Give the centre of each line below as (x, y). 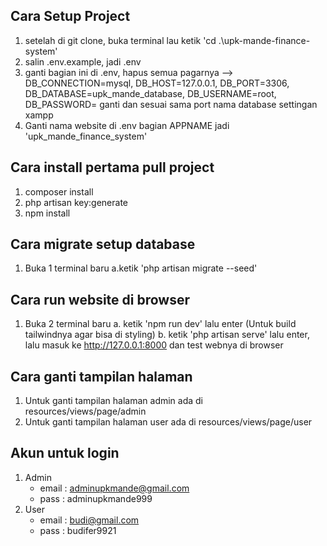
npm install (47, 213)
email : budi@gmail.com (89, 520)
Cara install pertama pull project (112, 167)
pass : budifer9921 (78, 530)
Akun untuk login (65, 453)
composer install (59, 191)
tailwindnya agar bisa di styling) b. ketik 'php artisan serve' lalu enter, (167, 335)
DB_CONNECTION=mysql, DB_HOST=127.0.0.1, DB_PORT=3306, (157, 83)
